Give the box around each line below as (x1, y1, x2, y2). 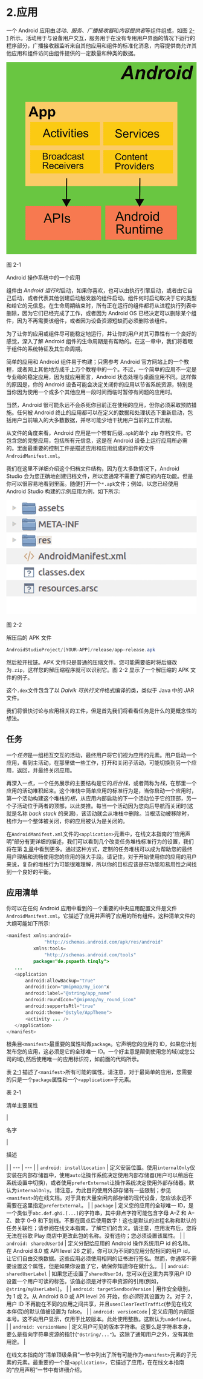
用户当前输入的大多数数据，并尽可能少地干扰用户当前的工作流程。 (11, 417, 176, 424)
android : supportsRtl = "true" (25, 1003, 96, 1010)
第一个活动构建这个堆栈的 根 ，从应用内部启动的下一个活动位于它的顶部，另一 (6, 794, 197, 802)
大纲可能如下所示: (6, 920, 51, 927)
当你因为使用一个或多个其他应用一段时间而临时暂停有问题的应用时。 (6, 389, 176, 396)
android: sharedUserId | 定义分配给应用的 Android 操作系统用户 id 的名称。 (6, 1240, 193, 1247)
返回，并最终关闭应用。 (16, 767, 76, 774)
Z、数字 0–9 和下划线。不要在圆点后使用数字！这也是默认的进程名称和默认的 (6, 1217, 197, 1224)
